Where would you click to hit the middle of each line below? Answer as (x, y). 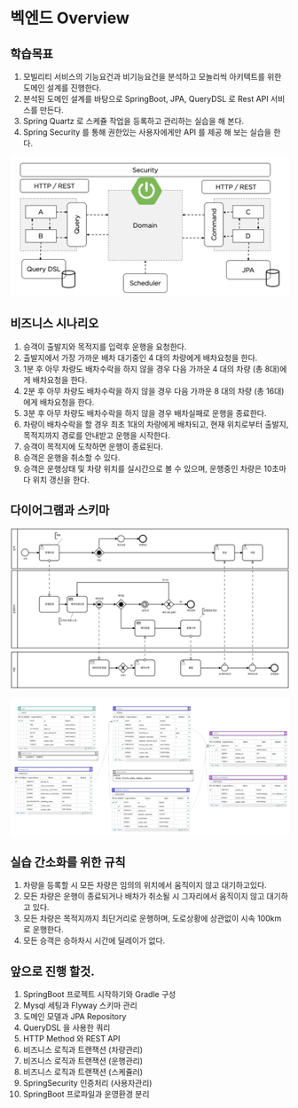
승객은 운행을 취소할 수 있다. (71, 457)
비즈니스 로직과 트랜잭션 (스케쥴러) (83, 1072)
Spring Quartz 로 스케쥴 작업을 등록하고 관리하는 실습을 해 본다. (133, 121)
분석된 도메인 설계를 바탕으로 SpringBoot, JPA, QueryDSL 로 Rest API (145, 99)
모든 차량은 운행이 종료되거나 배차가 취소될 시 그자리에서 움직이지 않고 (144, 896)
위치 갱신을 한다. (61, 479)
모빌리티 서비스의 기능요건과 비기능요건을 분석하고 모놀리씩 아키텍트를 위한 (152, 77)
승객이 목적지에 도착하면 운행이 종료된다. (93, 446)
